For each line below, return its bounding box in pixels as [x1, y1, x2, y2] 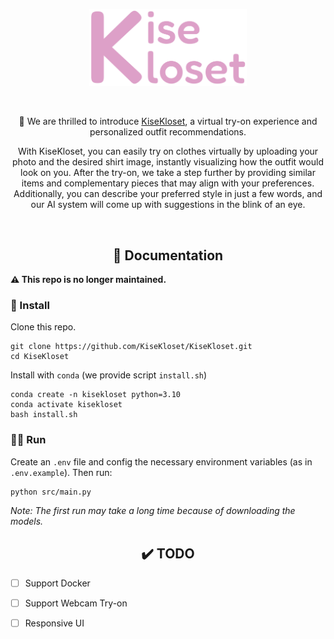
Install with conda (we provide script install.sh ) [10, 369, 208, 381]
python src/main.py [10, 487, 92, 497]
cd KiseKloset [10, 352, 70, 362]
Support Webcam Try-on [24, 597, 128, 609]
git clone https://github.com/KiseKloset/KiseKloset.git [10, 342, 253, 352]
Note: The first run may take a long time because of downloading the [10, 504, 296, 516]
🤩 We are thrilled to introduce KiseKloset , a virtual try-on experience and [18, 115, 318, 128]
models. [10, 515, 44, 527]
